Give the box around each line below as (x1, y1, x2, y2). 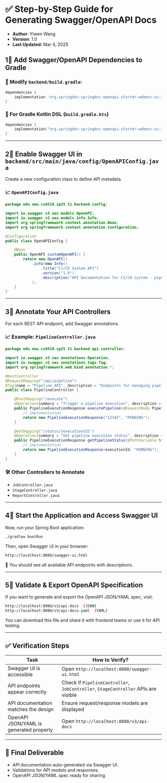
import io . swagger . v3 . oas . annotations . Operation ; (5, 356, 110, 361)
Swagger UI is (7, 665, 41, 672)
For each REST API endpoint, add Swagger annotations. (5, 320, 119, 326)
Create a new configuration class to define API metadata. (5, 176, 122, 182)
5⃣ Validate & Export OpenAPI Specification (5, 581, 143, 589)
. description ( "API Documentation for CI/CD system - (40, 275, 153, 280)
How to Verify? (92, 656, 129, 663)
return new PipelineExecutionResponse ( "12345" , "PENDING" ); (23, 415, 150, 420)
